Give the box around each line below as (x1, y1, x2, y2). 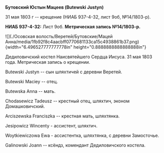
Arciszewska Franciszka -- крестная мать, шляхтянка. (5, 113, 120, 119)
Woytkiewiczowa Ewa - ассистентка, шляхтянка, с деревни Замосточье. (5, 132, 159, 138)
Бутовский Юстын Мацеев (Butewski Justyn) (5, 5, 104, 10)
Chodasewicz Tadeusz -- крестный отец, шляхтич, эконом (5, 98, 130, 104)
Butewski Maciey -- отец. (5, 79, 58, 84)
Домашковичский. (5, 103, 45, 109)
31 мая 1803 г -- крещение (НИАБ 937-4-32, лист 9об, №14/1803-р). (5, 14, 151, 20)
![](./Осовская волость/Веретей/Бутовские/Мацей (5, 34, 113, 39)
